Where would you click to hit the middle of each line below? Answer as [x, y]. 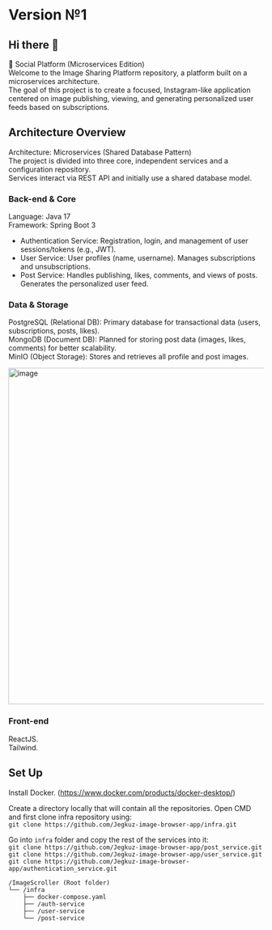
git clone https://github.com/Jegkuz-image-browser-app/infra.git [123, 824]
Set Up [25, 773]
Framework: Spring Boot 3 [52, 225]
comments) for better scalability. [63, 348]
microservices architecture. [54, 81]
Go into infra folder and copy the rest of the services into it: [108, 839]
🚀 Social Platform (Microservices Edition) [76, 64]
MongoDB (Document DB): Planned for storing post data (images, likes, [127, 340]
